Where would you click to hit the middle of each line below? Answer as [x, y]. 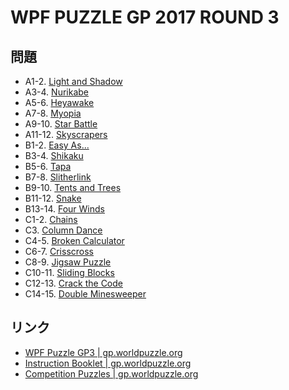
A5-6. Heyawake [59, 102]
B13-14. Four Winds [64, 209]
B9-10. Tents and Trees [73, 187]
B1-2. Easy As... [57, 145]
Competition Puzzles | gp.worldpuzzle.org [111, 373]
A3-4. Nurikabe [56, 92]
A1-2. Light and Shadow [73, 81]
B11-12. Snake [53, 198]
